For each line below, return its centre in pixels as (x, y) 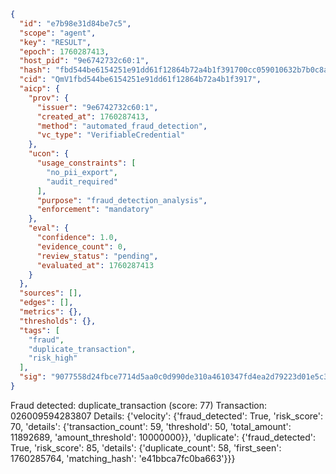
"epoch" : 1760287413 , (64, 51)
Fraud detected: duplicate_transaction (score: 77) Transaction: (139, 405)
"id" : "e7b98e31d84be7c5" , (75, 23)
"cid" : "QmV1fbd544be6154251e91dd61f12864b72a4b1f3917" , (140, 80)
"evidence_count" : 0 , (82, 246)
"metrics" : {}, (51, 312)
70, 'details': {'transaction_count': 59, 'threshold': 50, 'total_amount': (151, 426)
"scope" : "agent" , (58, 33)
